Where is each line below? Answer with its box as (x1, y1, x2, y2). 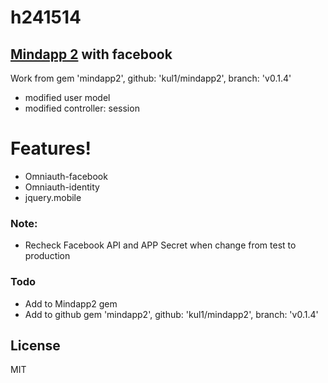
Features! (10, 137, 92, 160)
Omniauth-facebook (24, 170, 108, 182)
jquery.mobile (24, 191, 82, 203)
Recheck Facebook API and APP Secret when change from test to (24, 239, 297, 251)
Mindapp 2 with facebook (10, 46, 173, 63)
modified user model (24, 92, 111, 103)
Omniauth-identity (24, 181, 100, 193)
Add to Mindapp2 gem (24, 297, 118, 310)
